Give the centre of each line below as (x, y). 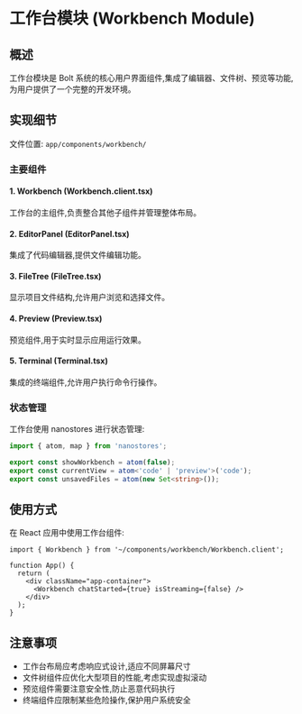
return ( (34, 573)
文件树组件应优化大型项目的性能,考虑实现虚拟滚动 (114, 678)
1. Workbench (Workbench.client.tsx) (81, 191)
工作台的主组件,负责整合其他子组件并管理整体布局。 (105, 212)
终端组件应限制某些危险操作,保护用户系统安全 (106, 700)
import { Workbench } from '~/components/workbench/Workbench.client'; (146, 550)
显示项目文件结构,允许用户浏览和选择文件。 (90, 297)
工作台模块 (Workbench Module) (132, 18)
